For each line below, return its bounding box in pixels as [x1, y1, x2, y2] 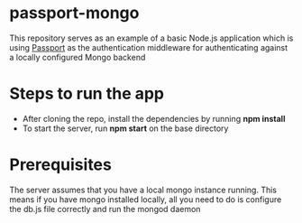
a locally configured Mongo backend [9, 51, 146, 62]
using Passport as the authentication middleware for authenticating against [9, 42, 288, 52]
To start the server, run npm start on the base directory [22, 123, 229, 134]
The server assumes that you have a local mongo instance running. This [9, 184, 278, 195]
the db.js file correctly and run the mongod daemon [9, 203, 201, 214]
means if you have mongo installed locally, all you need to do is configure [9, 193, 282, 205]
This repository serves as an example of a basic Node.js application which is [9, 33, 294, 43]
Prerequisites [9, 154, 113, 175]
